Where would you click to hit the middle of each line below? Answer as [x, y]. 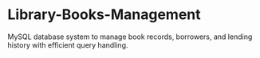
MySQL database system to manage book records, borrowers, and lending [130, 37]
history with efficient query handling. [68, 44]
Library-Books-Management [104, 15]
